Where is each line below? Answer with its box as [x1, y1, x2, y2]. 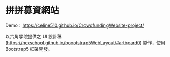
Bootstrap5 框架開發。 [5, 46, 53, 52]
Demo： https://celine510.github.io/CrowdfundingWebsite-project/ [5, 22, 144, 28]
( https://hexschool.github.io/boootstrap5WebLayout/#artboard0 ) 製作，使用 [5, 39, 165, 46]
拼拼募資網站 [5, 5, 60, 16]
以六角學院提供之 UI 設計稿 [5, 33, 62, 39]
